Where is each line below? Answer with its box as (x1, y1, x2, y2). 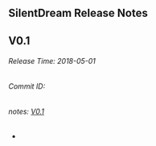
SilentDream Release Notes (8, 6, 149, 20)
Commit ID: (8, 81, 46, 91)
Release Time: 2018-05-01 (8, 56, 96, 66)
